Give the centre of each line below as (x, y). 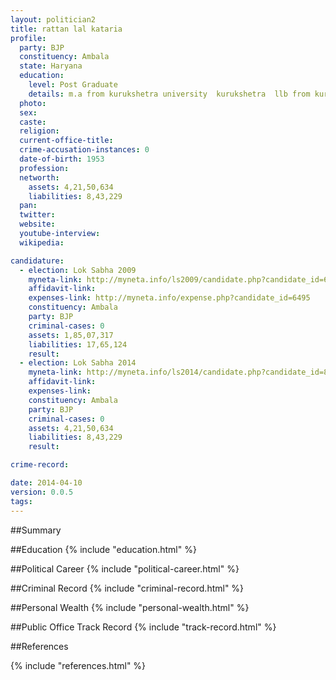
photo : (33, 103)
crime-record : (40, 465)
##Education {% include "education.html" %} (103, 549)
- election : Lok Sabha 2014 (78, 363)
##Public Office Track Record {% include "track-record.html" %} (143, 627)
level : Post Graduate (73, 85)
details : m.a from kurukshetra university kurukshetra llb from (169, 94)
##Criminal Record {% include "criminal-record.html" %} (127, 588)
